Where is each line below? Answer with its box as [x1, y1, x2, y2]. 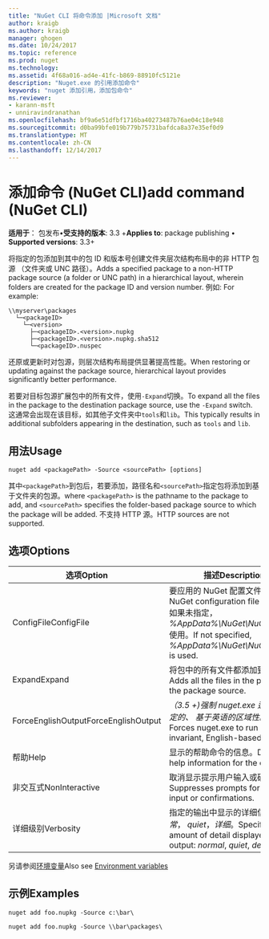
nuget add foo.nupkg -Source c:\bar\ [8, 909, 134, 917]
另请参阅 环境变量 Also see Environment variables [8, 860, 168, 871]
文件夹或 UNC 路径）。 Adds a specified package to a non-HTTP [23, 264, 234, 274]
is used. [169, 649, 199, 661]
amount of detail [169, 829, 231, 840]
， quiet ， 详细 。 [177, 819, 239, 830]
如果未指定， [169, 607, 218, 618]
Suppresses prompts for [169, 782, 260, 793]
